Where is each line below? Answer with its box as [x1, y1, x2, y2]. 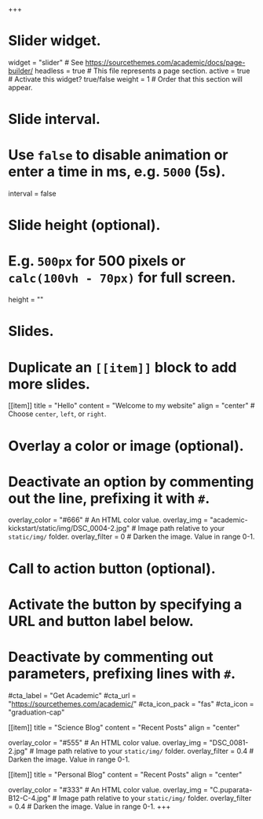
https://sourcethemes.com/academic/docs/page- [85, 57, 246, 67]
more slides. [8, 375, 90, 393]
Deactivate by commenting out [8, 649, 214, 666]
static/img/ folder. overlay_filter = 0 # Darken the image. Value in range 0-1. [8, 532, 255, 542]
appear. [8, 82, 33, 92]
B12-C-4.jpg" [8, 793, 51, 803]
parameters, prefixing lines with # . [8, 665, 236, 682]
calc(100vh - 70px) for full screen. [8, 269, 236, 287]
